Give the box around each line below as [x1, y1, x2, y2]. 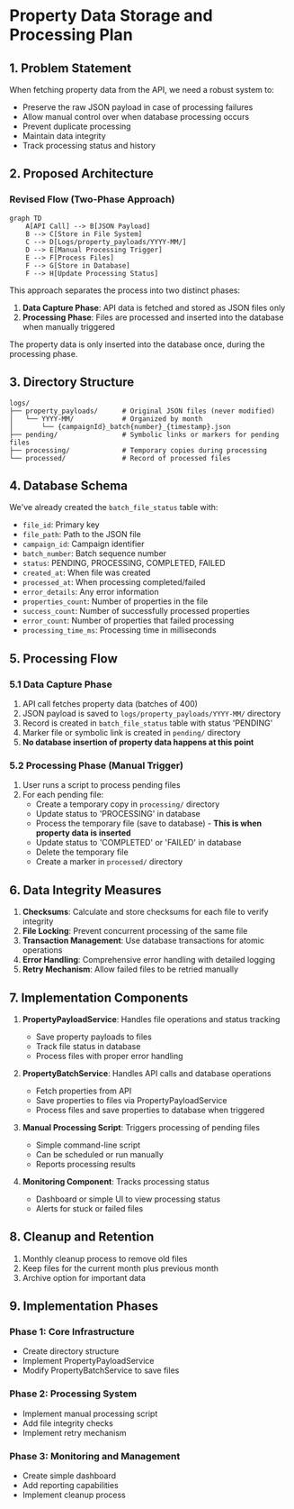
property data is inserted [35, 828, 132, 838]
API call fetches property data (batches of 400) [22, 699, 198, 709]
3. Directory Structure [9, 375, 135, 390]
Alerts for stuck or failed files [35, 1203, 144, 1213]
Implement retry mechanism [22, 1427, 128, 1438]
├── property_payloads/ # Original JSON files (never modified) [9, 407, 276, 416]
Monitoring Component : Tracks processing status [22, 1175, 209, 1186]
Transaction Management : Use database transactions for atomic [22, 935, 265, 947]
